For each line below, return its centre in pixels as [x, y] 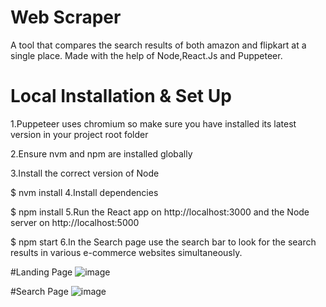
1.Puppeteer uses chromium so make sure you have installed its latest [153, 123]
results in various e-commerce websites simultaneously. [126, 252]
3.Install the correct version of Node [85, 173]
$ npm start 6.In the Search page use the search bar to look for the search [163, 242]
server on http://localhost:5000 [75, 222]
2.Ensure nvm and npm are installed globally [101, 153]
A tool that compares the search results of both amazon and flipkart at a [158, 45]
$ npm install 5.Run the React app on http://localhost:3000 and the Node [160, 212]
